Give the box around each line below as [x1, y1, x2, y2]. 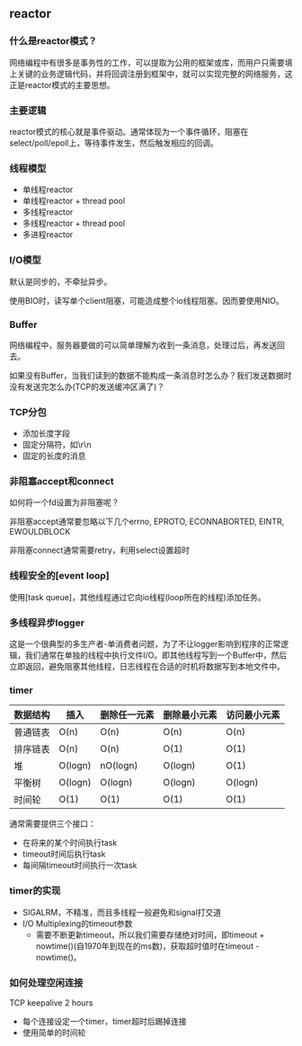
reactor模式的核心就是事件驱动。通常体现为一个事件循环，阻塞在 [9, 126, 249, 137]
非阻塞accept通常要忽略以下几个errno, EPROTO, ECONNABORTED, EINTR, [9, 516, 285, 527]
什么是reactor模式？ [9, 35, 97, 48]
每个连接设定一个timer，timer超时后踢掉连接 [22, 1015, 187, 1026]
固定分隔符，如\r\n [22, 439, 92, 450]
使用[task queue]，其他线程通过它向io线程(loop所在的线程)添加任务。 [9, 591, 266, 602]
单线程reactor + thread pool [22, 196, 126, 207]
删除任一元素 [100, 709, 155, 722]
